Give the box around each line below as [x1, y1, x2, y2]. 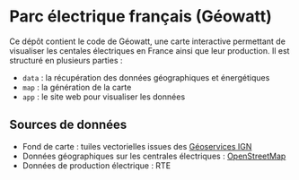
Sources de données [9, 117, 128, 133]
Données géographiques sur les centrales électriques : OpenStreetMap [22, 150, 286, 161]
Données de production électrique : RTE [22, 159, 171, 171]
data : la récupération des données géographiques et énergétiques [22, 72, 270, 82]
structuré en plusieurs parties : [9, 55, 123, 65]
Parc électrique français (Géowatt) [9, 6, 272, 27]
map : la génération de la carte [22, 81, 132, 92]
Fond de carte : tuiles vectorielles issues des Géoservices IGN [22, 141, 252, 151]
